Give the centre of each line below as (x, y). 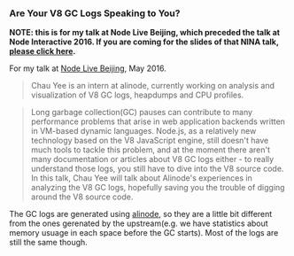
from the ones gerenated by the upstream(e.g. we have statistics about (139, 223)
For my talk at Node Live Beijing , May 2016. (88, 68)
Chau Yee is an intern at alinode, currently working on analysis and (152, 86)
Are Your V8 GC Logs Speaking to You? (95, 13)
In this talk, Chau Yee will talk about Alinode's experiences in (141, 178)
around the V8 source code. (82, 197)
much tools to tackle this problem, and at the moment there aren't (151, 150)
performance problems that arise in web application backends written (158, 121)
